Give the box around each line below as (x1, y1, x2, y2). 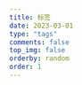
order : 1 (9, 63, 42, 72)
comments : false (9, 37, 70, 47)
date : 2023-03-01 (9, 21, 74, 30)
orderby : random (9, 54, 70, 63)
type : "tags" (9, 29, 58, 38)
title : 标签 (9, 12, 51, 22)
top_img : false (9, 46, 66, 55)
